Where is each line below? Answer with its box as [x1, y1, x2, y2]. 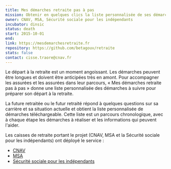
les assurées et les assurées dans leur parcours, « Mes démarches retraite [5, 80, 162, 86]
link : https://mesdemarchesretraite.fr [5, 41, 90, 46]
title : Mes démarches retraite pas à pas [5, 7, 95, 13]
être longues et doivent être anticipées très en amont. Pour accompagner [5, 75, 159, 81]
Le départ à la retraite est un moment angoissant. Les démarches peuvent [5, 69, 160, 75]
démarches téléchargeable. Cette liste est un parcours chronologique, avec [5, 111, 164, 117]
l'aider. [5, 122, 20, 128]
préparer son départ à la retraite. [5, 90, 74, 97]
